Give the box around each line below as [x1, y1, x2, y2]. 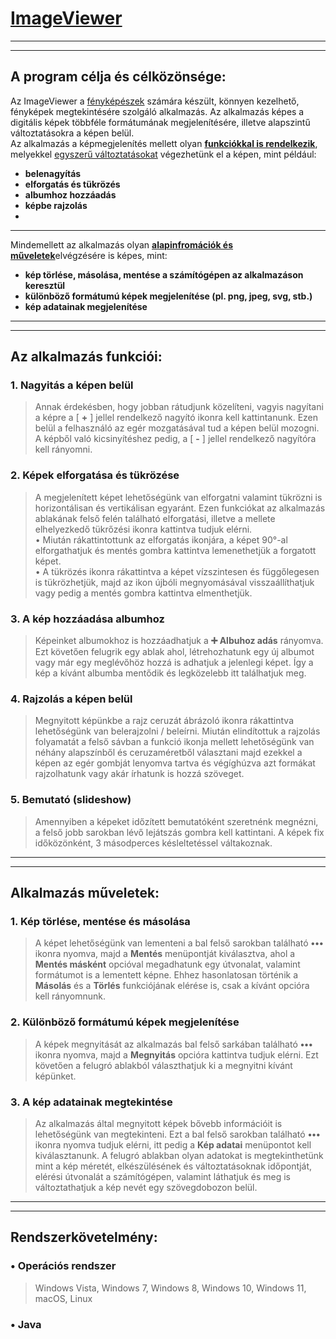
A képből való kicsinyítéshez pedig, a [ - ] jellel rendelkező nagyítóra [34, 433, 317, 445]
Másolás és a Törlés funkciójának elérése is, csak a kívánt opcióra [34, 980, 310, 992]
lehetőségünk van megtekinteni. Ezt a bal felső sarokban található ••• [34, 1128, 321, 1140]
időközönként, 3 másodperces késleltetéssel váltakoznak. [34, 837, 273, 849]
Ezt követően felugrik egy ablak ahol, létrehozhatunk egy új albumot [34, 646, 315, 658]
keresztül [24, 279, 66, 291]
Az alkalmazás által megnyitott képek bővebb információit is [34, 1117, 283, 1129]
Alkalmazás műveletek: [10, 885, 160, 902]
